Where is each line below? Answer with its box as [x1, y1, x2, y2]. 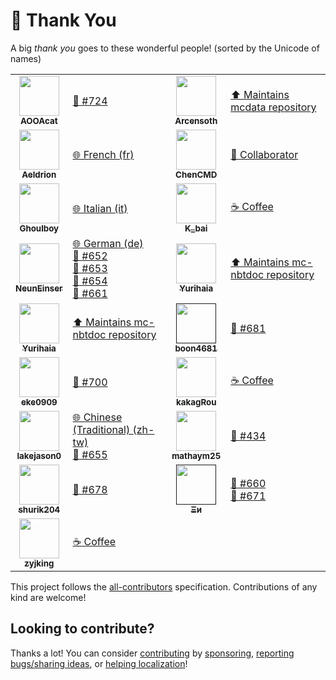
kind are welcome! [10, 591, 87, 603]
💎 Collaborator [230, 147, 299, 161]
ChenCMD [175, 169, 218, 180]
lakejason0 [16, 450, 62, 461]
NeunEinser [15, 282, 63, 294]
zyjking [24, 557, 55, 569]
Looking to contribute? [10, 620, 155, 638]
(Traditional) [72, 422, 131, 436]
